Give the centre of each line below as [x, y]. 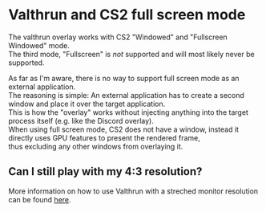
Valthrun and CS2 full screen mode [127, 15]
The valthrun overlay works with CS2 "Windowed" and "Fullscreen [118, 37]
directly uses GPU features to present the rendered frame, [104, 137]
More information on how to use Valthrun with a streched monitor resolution [133, 191]
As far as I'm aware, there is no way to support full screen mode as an [124, 78]
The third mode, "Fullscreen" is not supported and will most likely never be [131, 54]
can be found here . [40, 199]
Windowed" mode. [39, 45]
